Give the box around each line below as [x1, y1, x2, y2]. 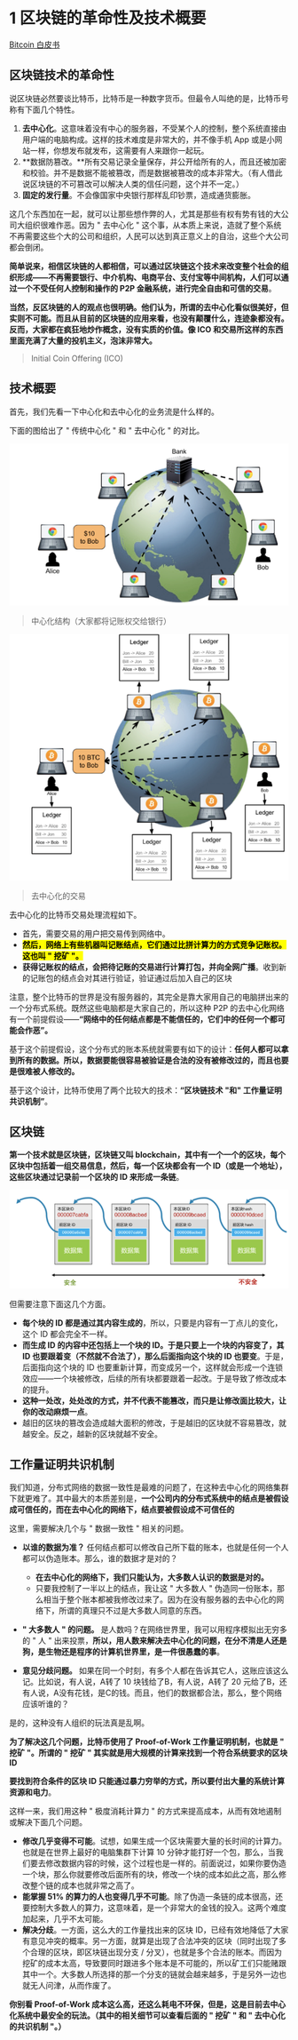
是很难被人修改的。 [9, 1065, 80, 1076]
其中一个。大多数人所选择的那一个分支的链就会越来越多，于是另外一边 [21, 1969, 279, 1980]
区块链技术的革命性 [9, 68, 114, 83]
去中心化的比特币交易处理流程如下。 [9, 909, 142, 920]
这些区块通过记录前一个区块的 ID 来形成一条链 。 [9, 1172, 184, 1183]
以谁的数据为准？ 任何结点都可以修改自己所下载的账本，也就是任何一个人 [21, 1542, 289, 1553]
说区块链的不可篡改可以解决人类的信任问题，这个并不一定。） [21, 179, 244, 189]
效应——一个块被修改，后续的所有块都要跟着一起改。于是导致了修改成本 [21, 1373, 286, 1383]
